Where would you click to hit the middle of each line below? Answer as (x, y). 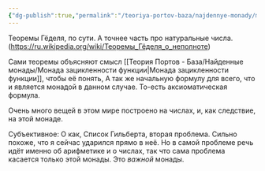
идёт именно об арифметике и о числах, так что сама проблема (117, 151)
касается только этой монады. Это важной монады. (96, 159)
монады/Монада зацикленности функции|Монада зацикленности (119, 70)
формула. (24, 95)
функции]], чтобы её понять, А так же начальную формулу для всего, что (132, 78)
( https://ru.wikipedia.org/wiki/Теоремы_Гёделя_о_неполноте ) (110, 46)
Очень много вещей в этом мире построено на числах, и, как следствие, (132, 110)
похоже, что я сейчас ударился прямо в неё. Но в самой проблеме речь (131, 142)
